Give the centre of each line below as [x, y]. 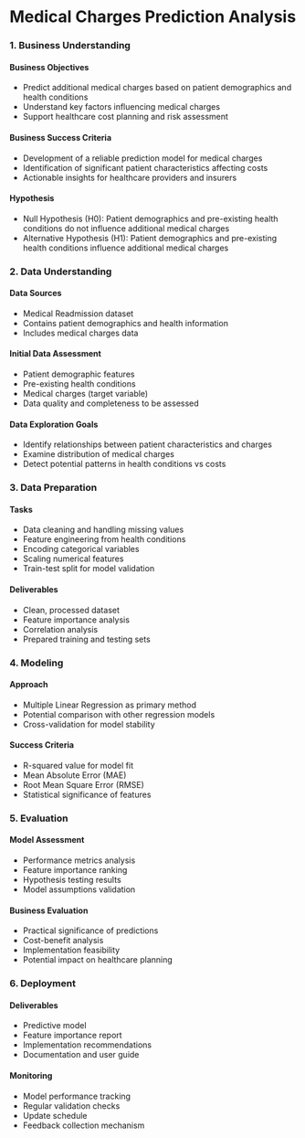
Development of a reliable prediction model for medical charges [142, 158]
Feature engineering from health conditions [104, 539]
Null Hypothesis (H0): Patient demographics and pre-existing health [150, 218]
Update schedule [55, 1115]
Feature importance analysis [76, 620]
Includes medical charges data [80, 333]
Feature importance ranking [75, 870]
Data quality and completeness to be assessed [110, 403]
